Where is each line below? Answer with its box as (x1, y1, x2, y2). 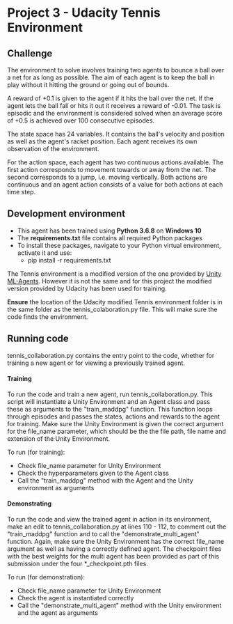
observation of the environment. (7, 145, 99, 153)
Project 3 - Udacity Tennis (7, 5, 161, 21)
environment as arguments (17, 483, 95, 492)
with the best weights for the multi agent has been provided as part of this (7, 552, 220, 561)
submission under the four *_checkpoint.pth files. (7, 559, 148, 568)
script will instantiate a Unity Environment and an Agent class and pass (7, 397, 211, 405)
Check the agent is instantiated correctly (17, 594, 134, 602)
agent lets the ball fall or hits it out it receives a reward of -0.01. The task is (7, 102, 221, 109)
